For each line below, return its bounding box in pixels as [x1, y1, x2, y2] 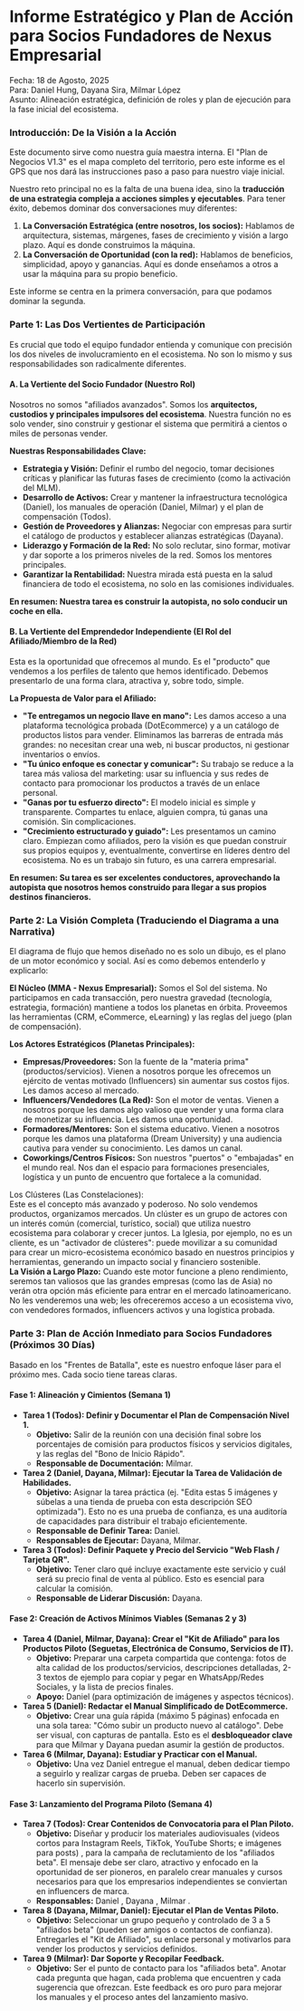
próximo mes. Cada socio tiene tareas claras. [9, 1369, 178, 1380]
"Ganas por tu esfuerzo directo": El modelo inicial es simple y [22, 797, 256, 808]
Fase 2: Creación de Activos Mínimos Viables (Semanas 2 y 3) [9, 1614, 247, 1624]
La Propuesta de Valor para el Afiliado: [9, 693, 157, 704]
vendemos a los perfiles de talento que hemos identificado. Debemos [9, 666, 269, 676]
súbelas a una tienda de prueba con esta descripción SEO [35, 1496, 253, 1507]
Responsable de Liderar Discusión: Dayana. [35, 1592, 204, 1604]
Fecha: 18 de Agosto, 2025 [9, 74, 109, 85]
